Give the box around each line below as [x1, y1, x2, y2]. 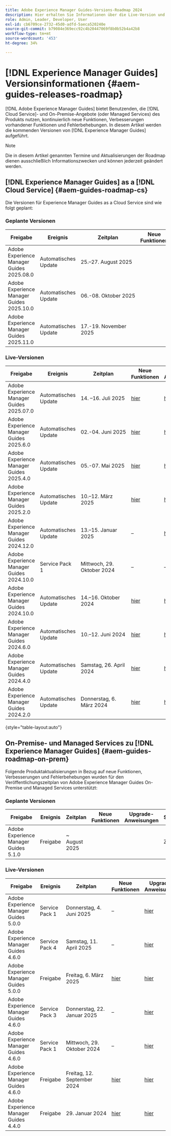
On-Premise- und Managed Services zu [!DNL [5, 739, 154, 748]
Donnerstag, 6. [80, 695, 117, 702]
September [66, 1076, 93, 1083]
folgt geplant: [5, 205, 34, 211]
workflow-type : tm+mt [5, 31, 51, 36]
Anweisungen [124, 817, 159, 824]
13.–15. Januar [80, 527, 118, 534]
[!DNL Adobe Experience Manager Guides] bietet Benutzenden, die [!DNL [5, 105, 159, 112]
